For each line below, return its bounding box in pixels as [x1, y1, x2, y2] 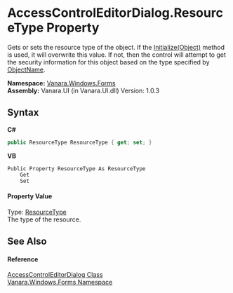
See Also [7, 236, 47, 247]
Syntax [7, 107, 39, 118]
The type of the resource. [7, 215, 81, 224]
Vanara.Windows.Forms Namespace [7, 278, 113, 287]
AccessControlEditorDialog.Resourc [7, 5, 223, 21]
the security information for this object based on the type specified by [7, 57, 210, 66]
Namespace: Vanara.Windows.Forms [7, 79, 116, 87]
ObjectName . [7, 65, 46, 74]
